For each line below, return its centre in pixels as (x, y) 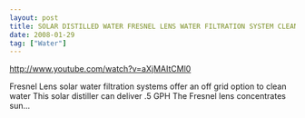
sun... (20, 106)
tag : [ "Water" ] (38, 43)
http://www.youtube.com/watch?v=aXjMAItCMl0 (100, 69)
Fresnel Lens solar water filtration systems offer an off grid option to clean (148, 86)
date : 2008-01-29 (42, 34)
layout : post (34, 18)
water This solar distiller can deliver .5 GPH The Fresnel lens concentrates (148, 96)
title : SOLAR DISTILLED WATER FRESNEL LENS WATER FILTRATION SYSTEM (142, 26)
